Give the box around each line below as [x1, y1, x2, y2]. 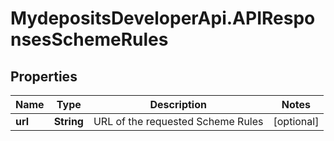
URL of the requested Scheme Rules [93, 115, 264, 128]
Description [149, 98, 207, 111]
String [53, 115, 84, 128]
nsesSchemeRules [10, 28, 169, 51]
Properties [10, 68, 78, 85]
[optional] [273, 115, 320, 128]
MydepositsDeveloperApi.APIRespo [10, 7, 316, 30]
